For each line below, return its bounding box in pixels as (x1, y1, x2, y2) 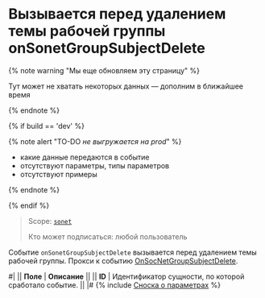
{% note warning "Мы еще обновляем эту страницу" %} (8, 65, 200, 75)
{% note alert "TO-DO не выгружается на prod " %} (8, 136, 182, 146)
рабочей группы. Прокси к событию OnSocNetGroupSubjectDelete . (8, 255, 238, 266)
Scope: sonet (27, 216, 72, 226)
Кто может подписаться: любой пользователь (27, 231, 188, 242)
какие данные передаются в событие (19, 152, 150, 162)
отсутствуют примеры (19, 169, 98, 179)
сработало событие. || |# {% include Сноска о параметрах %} (8, 279, 222, 290)
